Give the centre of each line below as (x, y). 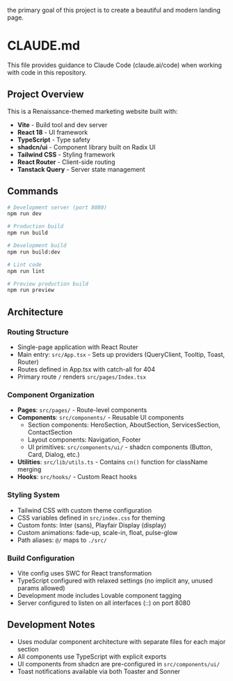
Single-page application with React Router (78, 347)
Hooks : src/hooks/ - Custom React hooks (77, 477)
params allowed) (41, 588)
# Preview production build (48, 284)
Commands (33, 191)
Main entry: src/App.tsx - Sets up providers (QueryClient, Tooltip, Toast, (121, 354)
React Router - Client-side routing (66, 162)
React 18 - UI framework (53, 132)
